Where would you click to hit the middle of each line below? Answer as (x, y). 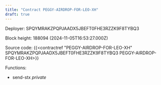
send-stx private (29, 77)
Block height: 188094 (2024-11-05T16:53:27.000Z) (56, 38)
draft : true (17, 14)
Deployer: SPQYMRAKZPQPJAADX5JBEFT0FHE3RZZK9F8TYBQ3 (72, 28)
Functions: (16, 68)
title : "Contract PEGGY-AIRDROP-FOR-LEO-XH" (52, 10)
